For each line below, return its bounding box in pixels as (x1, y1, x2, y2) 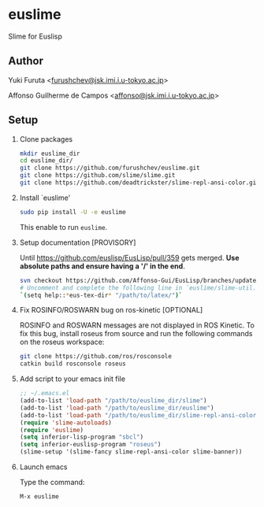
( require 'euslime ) (19, 426, 84, 434)
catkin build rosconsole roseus (19, 360, 126, 368)
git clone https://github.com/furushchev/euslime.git (19, 164, 200, 172)
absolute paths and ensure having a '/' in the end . (19, 261, 185, 271)
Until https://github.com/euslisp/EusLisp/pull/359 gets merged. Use (19, 253, 240, 262)
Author (8, 54, 43, 68)
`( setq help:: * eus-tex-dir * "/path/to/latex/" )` (19, 291, 183, 299)
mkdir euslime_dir (19, 150, 80, 157)
